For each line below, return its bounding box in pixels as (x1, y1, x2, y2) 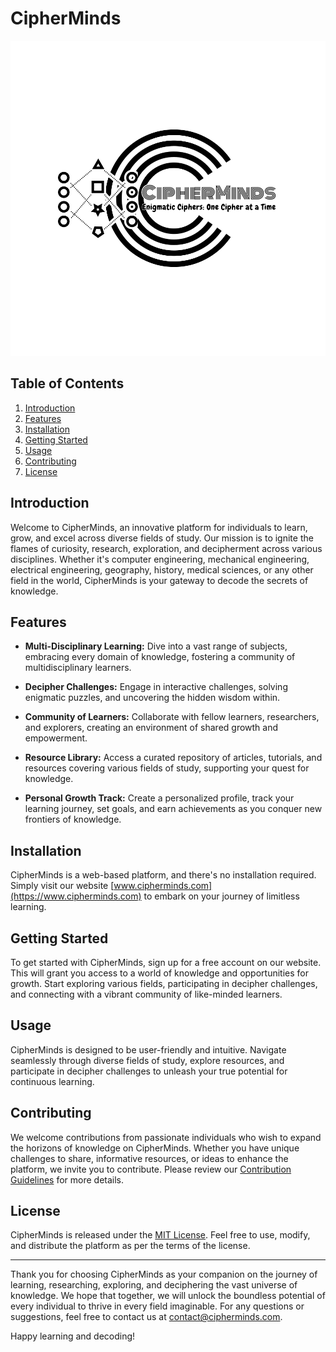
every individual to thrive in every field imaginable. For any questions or (10, 1300, 305, 1312)
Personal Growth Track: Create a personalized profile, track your (24, 792, 295, 804)
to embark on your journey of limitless (143, 890, 300, 902)
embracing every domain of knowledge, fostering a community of (24, 651, 296, 663)
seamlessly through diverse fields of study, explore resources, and (10, 1054, 285, 1066)
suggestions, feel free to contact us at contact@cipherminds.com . (10, 1311, 283, 1323)
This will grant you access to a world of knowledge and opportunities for (10, 967, 309, 979)
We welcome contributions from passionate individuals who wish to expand (10, 1131, 322, 1143)
